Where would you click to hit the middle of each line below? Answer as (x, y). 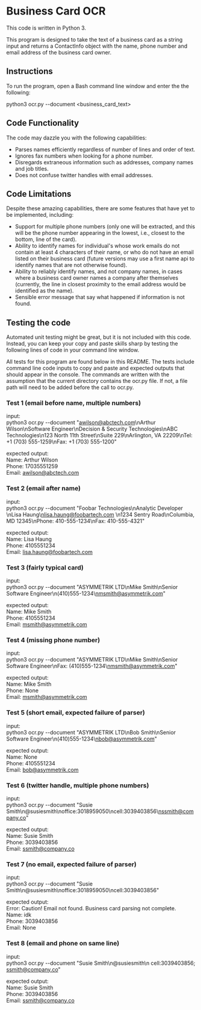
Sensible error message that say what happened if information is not (100, 297)
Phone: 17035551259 (32, 466)
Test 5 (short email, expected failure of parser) (76, 713)
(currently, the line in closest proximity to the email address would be (100, 285)
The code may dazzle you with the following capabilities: (76, 138)
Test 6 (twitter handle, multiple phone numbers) (78, 785)
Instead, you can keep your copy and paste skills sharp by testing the (92, 344)
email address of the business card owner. (59, 52)
